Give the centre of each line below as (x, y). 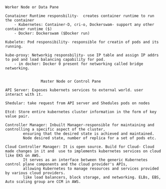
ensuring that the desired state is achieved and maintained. (89, 134)
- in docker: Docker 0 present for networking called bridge (79, 64)
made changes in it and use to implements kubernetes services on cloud (83, 151)
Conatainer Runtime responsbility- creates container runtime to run (80, 16)
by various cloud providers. (35, 173)
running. (14, 46)
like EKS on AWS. (23, 156)
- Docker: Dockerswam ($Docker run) (52, 33)
